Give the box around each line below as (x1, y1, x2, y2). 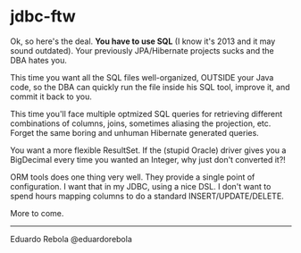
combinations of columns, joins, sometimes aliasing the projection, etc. (10, 118, 272, 129)
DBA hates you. (10, 55, 68, 65)
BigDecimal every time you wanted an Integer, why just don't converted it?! (10, 154, 287, 164)
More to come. (10, 207, 64, 218)
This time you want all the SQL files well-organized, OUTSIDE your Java (10, 72, 274, 82)
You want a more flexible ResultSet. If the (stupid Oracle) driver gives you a (10, 145, 287, 156)
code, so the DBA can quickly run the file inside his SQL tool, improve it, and (10, 81, 290, 92)
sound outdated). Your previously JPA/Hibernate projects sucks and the (10, 45, 275, 55)
